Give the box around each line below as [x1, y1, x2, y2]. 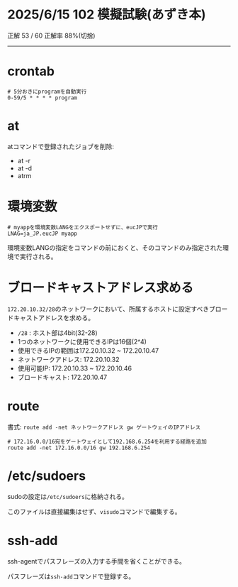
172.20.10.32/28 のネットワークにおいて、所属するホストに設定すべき [7, 305, 210, 313]
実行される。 [19, 252, 57, 260]
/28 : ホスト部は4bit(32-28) [17, 328, 98, 337]
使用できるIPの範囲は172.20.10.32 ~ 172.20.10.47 [17, 346, 159, 355]
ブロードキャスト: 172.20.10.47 [17, 373, 108, 381]
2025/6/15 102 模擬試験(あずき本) [7, 6, 206, 23]
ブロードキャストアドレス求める [7, 280, 194, 295]
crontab [7, 63, 55, 79]
